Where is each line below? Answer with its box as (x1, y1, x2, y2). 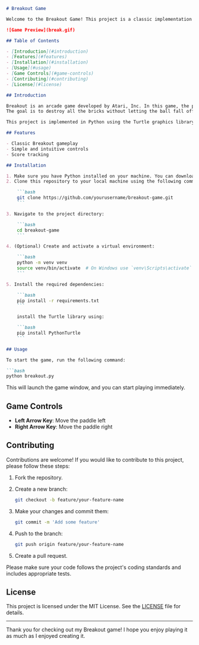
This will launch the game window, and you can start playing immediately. (6, 384, 185, 391)
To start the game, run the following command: (6, 357, 126, 363)
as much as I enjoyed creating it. (6, 633, 86, 640)
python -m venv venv (17, 260, 68, 266)
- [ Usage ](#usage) (6, 65, 52, 71)
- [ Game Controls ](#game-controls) (6, 71, 94, 77)
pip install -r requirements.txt (17, 297, 99, 304)
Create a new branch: (14, 485, 68, 493)
